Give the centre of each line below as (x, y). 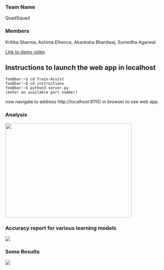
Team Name (20, 7)
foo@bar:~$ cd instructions (35, 84)
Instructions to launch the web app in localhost (80, 67)
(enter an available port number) (42, 92)
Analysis (16, 115)
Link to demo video (25, 52)
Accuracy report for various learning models (61, 228)
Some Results (22, 251)
